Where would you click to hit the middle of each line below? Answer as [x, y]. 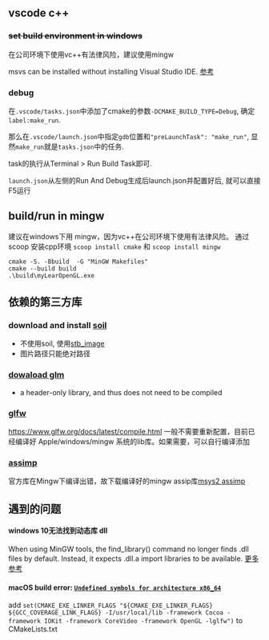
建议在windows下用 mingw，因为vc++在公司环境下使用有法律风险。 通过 [129, 236]
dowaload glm [36, 375]
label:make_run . [35, 120]
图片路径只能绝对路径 [55, 354]
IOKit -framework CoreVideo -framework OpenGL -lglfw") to [143, 621]
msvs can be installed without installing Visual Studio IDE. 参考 [111, 71]
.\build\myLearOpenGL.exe [51, 275]
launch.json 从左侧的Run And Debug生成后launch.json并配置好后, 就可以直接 [134, 180]
